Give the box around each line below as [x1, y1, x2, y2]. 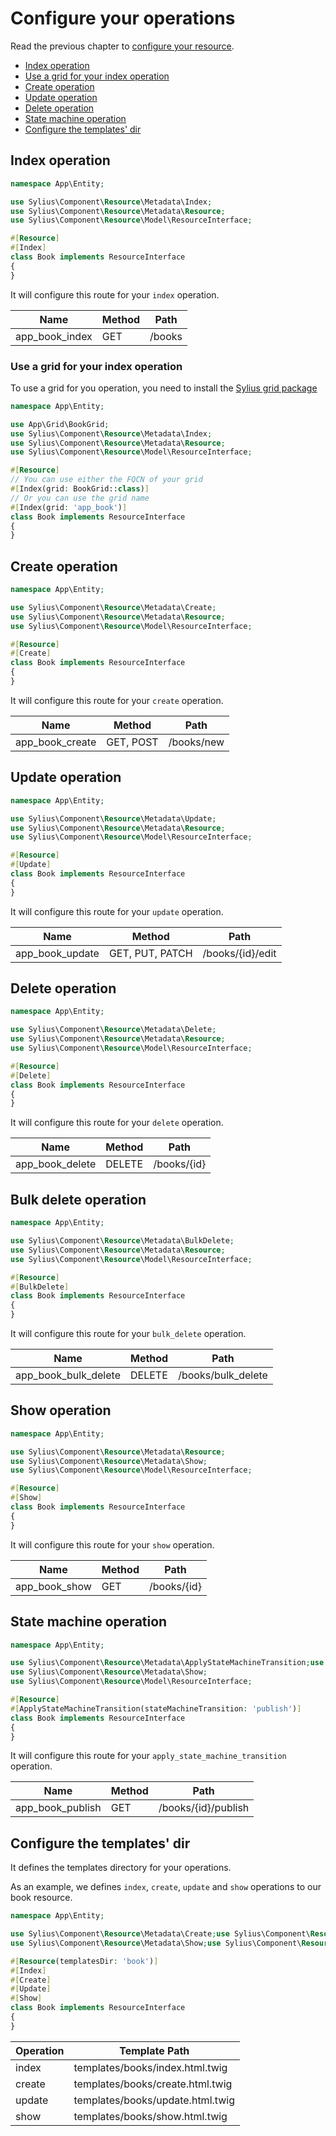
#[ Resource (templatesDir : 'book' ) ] [10, 1956, 159, 1966]
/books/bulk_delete [178, 1368, 268, 1382]
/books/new [168, 735, 225, 749]
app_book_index [15, 329, 93, 343]
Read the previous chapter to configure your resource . [10, 40, 235, 52]
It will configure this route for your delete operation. [10, 1117, 224, 1129]
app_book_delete [15, 1157, 97, 1171]
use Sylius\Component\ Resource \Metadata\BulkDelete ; [10, 1236, 235, 1246]
